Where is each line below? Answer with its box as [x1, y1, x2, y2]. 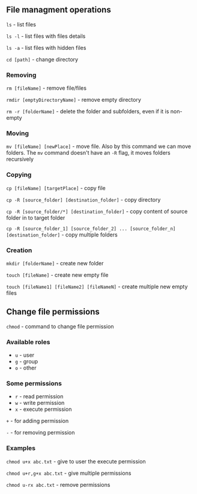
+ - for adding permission [6, 418, 69, 425]
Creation [6, 246, 32, 255]
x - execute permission [14, 406, 72, 413]
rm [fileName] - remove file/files [6, 84, 87, 92]
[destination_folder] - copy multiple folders [6, 231, 118, 238]
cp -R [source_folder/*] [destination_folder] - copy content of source [6, 208, 188, 215]
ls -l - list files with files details [6, 32, 86, 40]
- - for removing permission [6, 429, 75, 436]
